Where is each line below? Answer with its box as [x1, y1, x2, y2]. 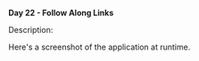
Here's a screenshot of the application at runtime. [8, 42, 191, 52]
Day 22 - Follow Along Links [8, 8, 114, 18]
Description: [8, 25, 54, 34]
